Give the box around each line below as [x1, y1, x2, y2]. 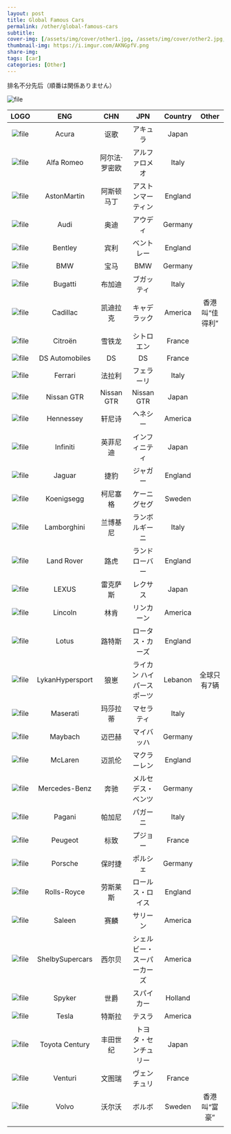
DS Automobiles [38, 353, 91, 363]
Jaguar [53, 470, 77, 480]
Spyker [53, 993, 77, 1002]
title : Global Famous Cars [7, 17, 85, 23]
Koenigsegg [45, 494, 85, 504]
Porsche [51, 858, 79, 868]
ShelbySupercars [36, 954, 93, 964]
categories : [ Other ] [7, 61, 67, 68]
